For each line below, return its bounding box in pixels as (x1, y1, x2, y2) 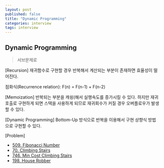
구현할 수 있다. (14, 123, 42, 128)
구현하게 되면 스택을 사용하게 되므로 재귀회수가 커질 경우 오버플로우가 (18, 100, 150, 106)
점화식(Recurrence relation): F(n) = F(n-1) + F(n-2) (5, 84, 106, 89)
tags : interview (5, 25, 38, 30)
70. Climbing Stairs (12, 147, 50, 153)
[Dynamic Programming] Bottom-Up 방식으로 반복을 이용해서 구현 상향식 (5, 117, 147, 123)
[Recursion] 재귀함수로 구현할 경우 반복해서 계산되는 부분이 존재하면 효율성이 (5, 67, 153, 73)
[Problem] (5, 132, 25, 138)
